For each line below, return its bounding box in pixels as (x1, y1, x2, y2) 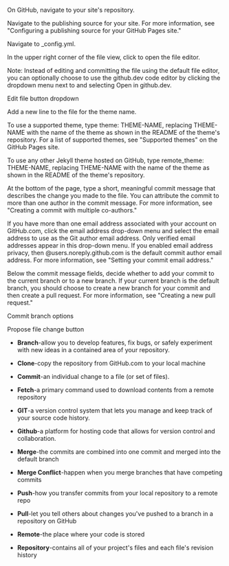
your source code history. (17, 414, 91, 422)
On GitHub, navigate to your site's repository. (7, 6, 135, 14)
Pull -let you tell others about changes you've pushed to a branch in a (17, 510, 213, 518)
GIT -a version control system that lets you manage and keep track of (17, 406, 213, 415)
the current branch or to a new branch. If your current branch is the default (7, 276, 219, 285)
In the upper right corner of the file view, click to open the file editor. (7, 53, 201, 61)
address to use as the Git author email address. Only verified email (7, 234, 196, 242)
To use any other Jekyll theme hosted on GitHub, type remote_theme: (7, 156, 204, 164)
